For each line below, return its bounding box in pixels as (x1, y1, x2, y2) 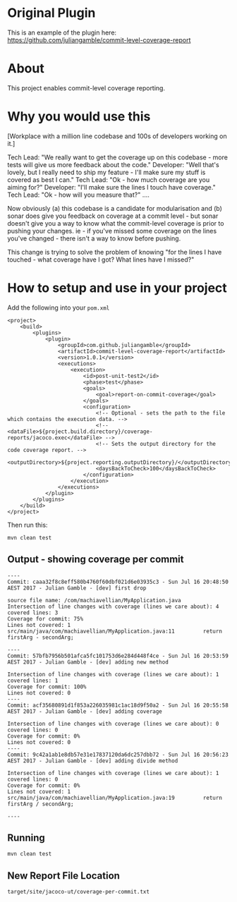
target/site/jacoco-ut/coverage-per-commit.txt (7, 889, 150, 896)
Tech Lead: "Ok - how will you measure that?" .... (7, 190, 150, 199)
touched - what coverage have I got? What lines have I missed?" (7, 255, 195, 264)
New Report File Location (7, 870, 120, 882)
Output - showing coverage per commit (7, 554, 185, 566)
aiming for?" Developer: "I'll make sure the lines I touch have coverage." (7, 183, 217, 191)
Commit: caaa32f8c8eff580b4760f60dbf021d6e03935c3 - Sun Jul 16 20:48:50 (7, 578, 229, 585)
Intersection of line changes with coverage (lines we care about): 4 (7, 603, 219, 610)
